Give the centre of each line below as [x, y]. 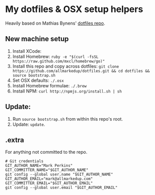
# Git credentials [24, 161]
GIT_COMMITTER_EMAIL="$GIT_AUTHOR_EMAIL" [49, 183]
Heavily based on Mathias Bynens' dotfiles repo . [55, 23]
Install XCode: [27, 51]
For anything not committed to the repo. [46, 152]
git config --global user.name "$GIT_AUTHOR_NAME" [59, 174]
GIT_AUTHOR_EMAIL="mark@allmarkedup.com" [49, 179]
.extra [15, 140]
